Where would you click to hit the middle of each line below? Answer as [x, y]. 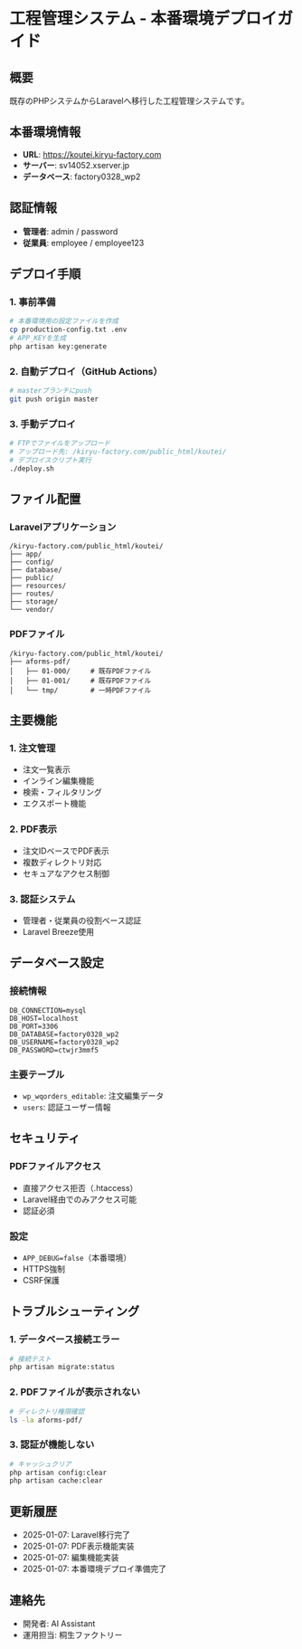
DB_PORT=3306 [34, 1026]
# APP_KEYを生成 [38, 338]
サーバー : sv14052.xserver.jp [76, 165]
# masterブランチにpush [51, 391]
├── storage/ [34, 602]
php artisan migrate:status [62, 1368]
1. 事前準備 [33, 301]
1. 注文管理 [33, 748]
